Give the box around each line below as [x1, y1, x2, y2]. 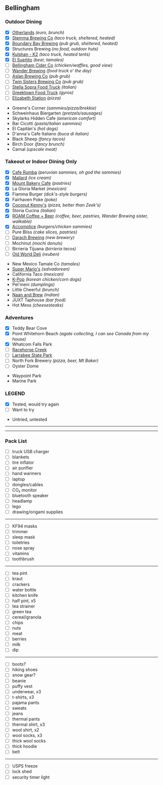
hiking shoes [12, 667, 38, 672]
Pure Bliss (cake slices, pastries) [12, 229, 78, 235]
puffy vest [12, 683, 33, 689]
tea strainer [12, 603, 35, 609]
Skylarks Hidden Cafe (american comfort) [12, 115, 96, 121]
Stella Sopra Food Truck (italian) [12, 84, 77, 90]
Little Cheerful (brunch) [12, 286, 59, 293]
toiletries [12, 540, 30, 545]
